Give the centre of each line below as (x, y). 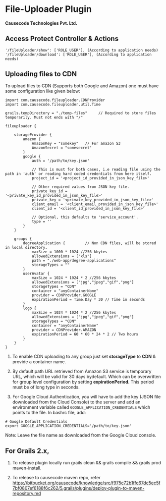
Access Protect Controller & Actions (62, 39)
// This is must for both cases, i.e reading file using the (96, 169)
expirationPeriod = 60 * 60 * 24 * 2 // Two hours (85, 334)
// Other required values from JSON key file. (81, 187)
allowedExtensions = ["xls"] (62, 256)
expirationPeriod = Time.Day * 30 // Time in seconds (88, 300)
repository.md (27, 494)
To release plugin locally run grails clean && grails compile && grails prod (86, 463)
